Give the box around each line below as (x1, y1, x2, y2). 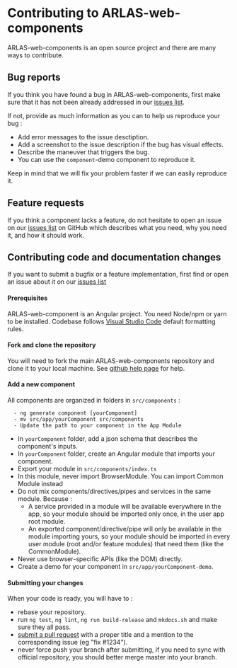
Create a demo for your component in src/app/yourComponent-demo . (17, 562, 214, 570)
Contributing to (7, 5, 99, 21)
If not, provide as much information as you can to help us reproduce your (7, 111, 221, 120)
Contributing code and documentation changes (7, 251, 221, 263)
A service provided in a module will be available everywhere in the (28, 502, 221, 510)
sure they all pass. (17, 623, 71, 631)
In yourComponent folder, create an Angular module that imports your (17, 449, 216, 458)
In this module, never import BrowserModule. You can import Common (17, 472, 224, 480)
